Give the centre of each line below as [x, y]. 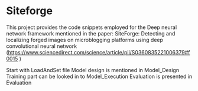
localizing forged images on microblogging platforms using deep [85, 40]
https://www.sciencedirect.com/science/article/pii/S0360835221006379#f [99, 52]
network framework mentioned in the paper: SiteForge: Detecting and [91, 33]
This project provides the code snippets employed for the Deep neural [92, 27]
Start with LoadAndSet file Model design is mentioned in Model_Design [92, 70]
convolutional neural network [42, 46]
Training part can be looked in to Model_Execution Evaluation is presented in [99, 76]
